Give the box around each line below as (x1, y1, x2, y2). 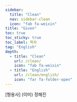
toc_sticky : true (5, 35, 41, 40)
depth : (5, 49, 19, 54)
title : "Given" (5, 26, 37, 31)
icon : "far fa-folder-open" (14, 77, 72, 82)
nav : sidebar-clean (9, 16, 50, 21)
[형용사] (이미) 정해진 (5, 91, 46, 97)
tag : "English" (5, 44, 37, 49)
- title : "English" (9, 68, 50, 73)
